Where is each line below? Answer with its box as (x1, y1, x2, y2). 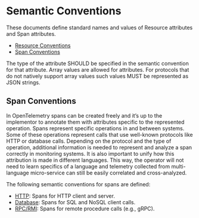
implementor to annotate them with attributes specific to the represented (6, 118, 185, 125)
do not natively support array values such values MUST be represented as (6, 72, 189, 79)
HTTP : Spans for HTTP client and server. (14, 192, 115, 199)
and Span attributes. (6, 30, 57, 37)
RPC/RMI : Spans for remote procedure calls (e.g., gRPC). (14, 205, 155, 212)
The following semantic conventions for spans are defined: (6, 180, 151, 188)
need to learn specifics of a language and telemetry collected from (6, 162, 170, 170)
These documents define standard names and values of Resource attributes (6, 24, 193, 31)
